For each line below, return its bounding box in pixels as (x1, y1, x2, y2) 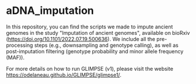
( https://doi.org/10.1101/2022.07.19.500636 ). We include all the (6, 35, 156, 42)
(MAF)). (6, 54, 25, 61)
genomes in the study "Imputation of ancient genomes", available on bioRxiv (6, 29, 190, 36)
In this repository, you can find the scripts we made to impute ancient (6, 23, 173, 30)
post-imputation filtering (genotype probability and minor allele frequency (6, 48, 184, 54)
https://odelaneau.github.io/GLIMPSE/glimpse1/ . (6, 71, 122, 78)
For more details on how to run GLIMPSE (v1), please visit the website (6, 65, 174, 72)
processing (6, 42, 33, 49)
